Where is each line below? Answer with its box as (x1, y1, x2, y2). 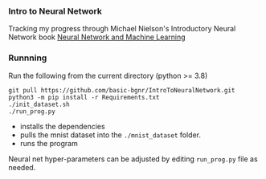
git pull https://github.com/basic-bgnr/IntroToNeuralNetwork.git (8, 86, 235, 94)
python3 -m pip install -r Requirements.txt (8, 93, 160, 101)
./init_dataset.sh (8, 100, 70, 108)
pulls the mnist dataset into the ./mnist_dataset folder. (19, 130, 202, 140)
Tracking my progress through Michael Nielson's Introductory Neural (8, 24, 236, 34)
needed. (8, 162, 36, 172)
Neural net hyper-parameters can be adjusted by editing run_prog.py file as (8, 154, 259, 164)
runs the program (19, 138, 78, 148)
